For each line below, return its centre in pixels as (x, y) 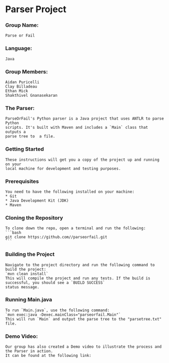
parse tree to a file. (30, 136)
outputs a (16, 132)
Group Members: (27, 71)
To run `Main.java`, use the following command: (57, 310)
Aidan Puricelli (22, 82)
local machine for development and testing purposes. (63, 168)
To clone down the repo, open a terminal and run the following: (75, 228)
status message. (22, 287)
